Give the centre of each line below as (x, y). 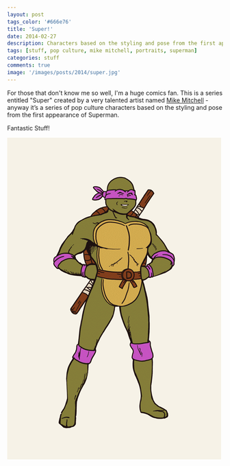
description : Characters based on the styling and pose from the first (111, 44)
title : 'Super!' (30, 29)
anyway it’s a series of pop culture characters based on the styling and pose (115, 107)
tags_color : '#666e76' (39, 22)
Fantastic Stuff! (28, 128)
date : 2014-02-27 (32, 36)
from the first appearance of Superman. (63, 115)
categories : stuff (33, 58)
